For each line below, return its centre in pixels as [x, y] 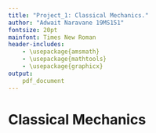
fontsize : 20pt [33, 30]
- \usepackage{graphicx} [63, 66]
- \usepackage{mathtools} [65, 59]
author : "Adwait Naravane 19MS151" [66, 23]
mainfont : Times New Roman [52, 37]
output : [21, 74]
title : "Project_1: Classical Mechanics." [78, 15]
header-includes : [36, 45]
